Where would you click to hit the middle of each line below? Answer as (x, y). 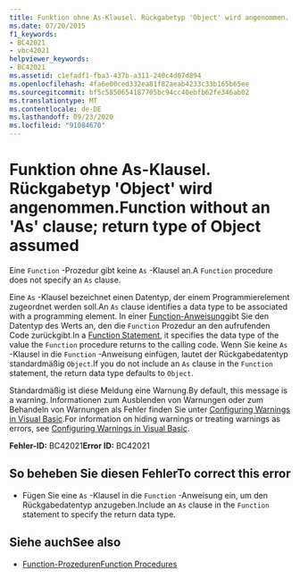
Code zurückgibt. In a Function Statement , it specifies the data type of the (144, 335)
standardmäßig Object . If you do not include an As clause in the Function (142, 364)
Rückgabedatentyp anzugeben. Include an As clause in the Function (146, 505)
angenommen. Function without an (140, 208)
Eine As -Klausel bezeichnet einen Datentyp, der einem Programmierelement (150, 297)
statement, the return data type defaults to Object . (101, 373)
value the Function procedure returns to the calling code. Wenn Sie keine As (149, 344)
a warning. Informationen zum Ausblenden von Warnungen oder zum (136, 399)
